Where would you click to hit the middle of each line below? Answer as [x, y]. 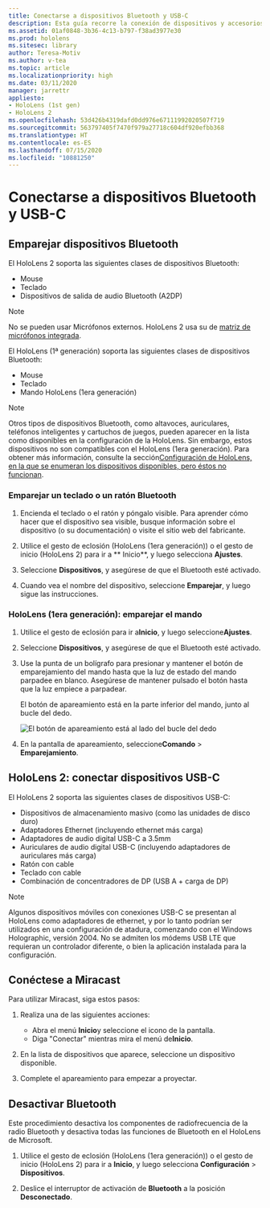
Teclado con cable [51, 872]
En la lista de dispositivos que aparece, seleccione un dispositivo [127, 1055]
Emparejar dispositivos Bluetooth [94, 244]
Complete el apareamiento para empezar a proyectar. [108, 1079]
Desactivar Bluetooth [62, 1104]
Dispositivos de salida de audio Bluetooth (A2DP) [101, 296]
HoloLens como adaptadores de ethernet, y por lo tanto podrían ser [120, 920]
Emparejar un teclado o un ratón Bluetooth [92, 496]
